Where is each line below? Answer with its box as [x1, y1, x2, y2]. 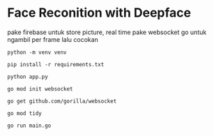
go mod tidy [7, 109, 42, 116]
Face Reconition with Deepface [7, 5, 192, 21]
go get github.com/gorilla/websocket [7, 98, 117, 105]
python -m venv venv [7, 49, 68, 56]
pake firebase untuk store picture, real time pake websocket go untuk [7, 28, 207, 36]
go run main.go [7, 122, 52, 129]
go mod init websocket [7, 85, 73, 92]
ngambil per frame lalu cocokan [7, 35, 99, 43]
